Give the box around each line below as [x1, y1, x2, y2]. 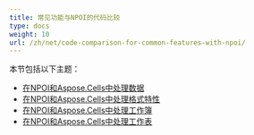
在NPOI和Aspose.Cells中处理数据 [21, 82, 145, 94]
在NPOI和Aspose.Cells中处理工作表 [21, 116, 153, 127]
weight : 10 [9, 30, 50, 38]
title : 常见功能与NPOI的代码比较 [9, 13, 121, 22]
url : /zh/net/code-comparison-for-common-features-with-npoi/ [9, 38, 246, 47]
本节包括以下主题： [9, 63, 80, 74]
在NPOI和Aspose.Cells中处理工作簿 [21, 105, 153, 116]
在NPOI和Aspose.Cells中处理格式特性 [21, 94, 161, 105]
